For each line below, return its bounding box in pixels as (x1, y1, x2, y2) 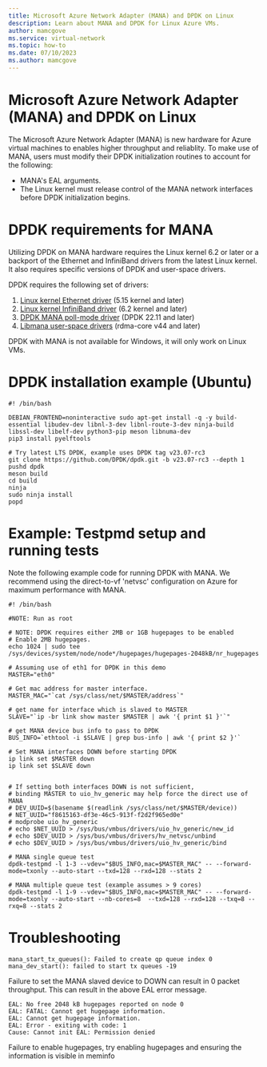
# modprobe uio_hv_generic (8, 818, 98, 826)
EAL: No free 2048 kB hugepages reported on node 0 (8, 1000, 184, 1008)
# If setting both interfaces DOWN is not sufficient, (8, 782, 195, 790)
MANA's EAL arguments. (19, 176, 102, 185)
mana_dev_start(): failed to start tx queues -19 (8, 962, 177, 970)
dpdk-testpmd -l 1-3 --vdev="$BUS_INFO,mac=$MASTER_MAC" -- (8, 859, 213, 868)
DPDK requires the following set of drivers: (8, 280, 149, 289)
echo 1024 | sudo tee (8, 642, 81, 650)
